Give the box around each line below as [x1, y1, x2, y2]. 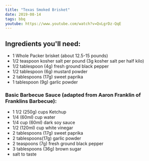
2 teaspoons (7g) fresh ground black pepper [12, 141, 104, 147]
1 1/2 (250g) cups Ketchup [12, 109, 66, 115]
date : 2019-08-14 [5, 12, 41, 17]
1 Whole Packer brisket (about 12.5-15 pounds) [12, 53, 108, 59]
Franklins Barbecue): [5, 97, 57, 104]
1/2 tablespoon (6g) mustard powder [12, 69, 88, 75]
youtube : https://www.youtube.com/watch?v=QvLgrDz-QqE [5, 21, 122, 26]
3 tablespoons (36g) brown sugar [12, 146, 82, 152]
